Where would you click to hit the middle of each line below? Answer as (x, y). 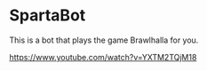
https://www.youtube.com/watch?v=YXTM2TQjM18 (103, 57)
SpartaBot (48, 16)
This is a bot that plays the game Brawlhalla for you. (104, 40)
